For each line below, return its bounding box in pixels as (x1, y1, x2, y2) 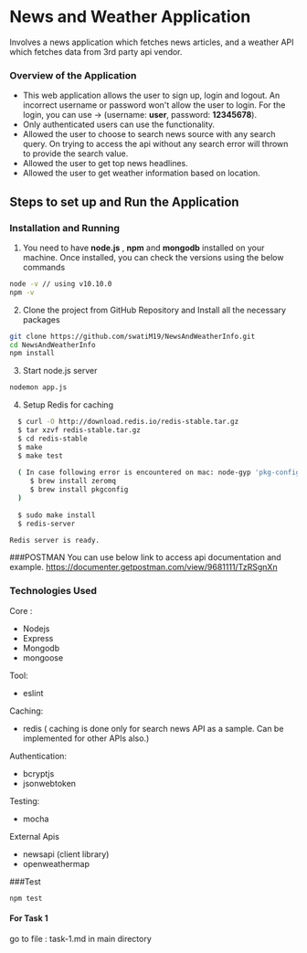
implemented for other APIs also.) (22, 733, 150, 744)
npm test (9, 894, 43, 903)
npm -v (9, 288, 35, 297)
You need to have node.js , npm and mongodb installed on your (22, 242, 265, 253)
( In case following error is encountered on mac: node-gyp (17, 468, 251, 477)
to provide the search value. (22, 148, 129, 159)
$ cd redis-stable (17, 434, 89, 443)
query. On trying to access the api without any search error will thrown (22, 139, 289, 150)
